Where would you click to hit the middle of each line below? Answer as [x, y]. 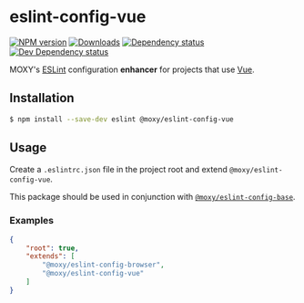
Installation [42, 98]
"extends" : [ [51, 256]
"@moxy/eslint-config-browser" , [104, 265]
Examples [32, 221]
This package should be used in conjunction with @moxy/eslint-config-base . [152, 197]
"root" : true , [52, 248]
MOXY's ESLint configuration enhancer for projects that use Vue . [132, 69]
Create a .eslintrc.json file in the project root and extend [118, 170]
